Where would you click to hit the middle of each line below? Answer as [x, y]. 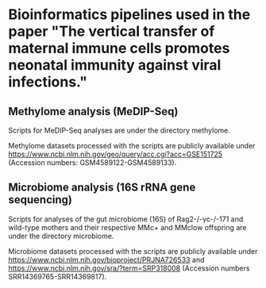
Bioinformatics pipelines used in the [129, 15]
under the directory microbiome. [61, 236]
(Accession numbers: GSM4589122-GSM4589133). [93, 163]
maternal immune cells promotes [119, 48]
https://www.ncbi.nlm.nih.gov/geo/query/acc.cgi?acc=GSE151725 [116, 154]
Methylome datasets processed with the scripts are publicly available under [132, 146]
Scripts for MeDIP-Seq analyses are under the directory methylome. [119, 130]
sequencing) [40, 200]
